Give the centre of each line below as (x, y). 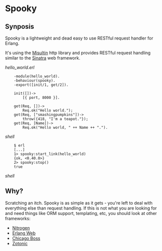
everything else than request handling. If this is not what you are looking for (81, 208)
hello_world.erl (20, 67)
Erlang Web (24, 233)
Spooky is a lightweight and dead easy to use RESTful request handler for (79, 38)
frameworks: (18, 218)
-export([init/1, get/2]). (41, 85)
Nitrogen (21, 228)
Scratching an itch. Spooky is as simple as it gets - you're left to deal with (79, 203)
